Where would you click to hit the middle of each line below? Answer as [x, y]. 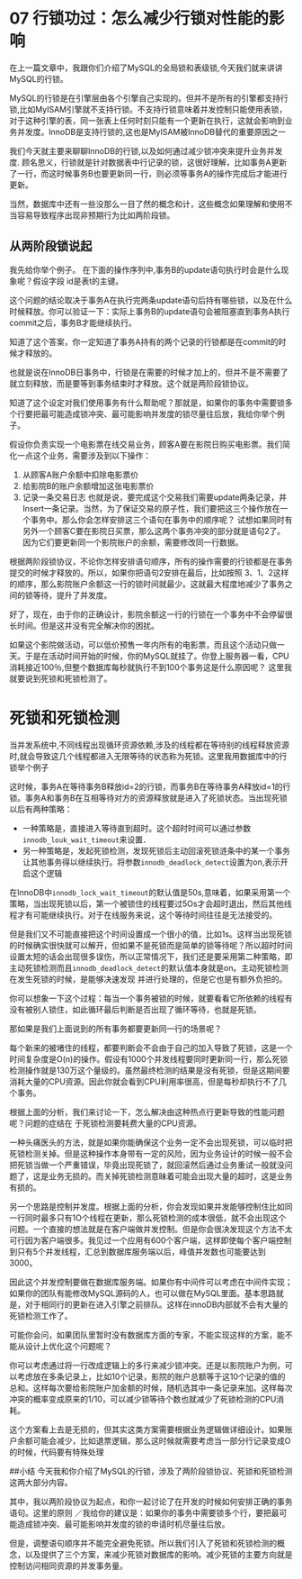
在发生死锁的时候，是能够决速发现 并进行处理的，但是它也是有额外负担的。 [148, 979]
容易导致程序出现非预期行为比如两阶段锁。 [96, 215]
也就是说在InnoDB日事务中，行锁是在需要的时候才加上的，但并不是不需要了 [149, 372]
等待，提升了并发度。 [72, 594]
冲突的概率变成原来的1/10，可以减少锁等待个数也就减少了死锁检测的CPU [143, 1399]
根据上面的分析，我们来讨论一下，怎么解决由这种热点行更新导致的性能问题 [147, 1112]
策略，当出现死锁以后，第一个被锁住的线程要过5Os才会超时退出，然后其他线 [151, 903]
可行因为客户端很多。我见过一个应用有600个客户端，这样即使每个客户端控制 [151, 1240]
